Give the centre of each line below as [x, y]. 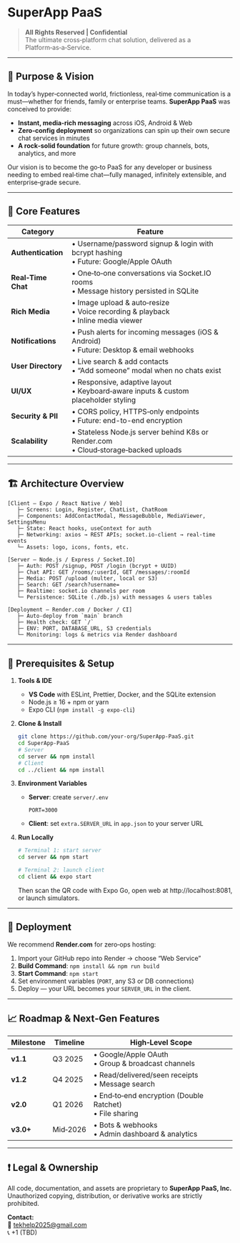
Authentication [37, 252]
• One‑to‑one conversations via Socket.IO [141, 273]
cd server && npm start [53, 857]
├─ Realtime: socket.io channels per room [81, 591]
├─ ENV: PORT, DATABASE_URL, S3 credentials [84, 629]
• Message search [124, 1084]
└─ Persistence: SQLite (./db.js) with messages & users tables [115, 597]
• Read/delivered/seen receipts [146, 1074]
